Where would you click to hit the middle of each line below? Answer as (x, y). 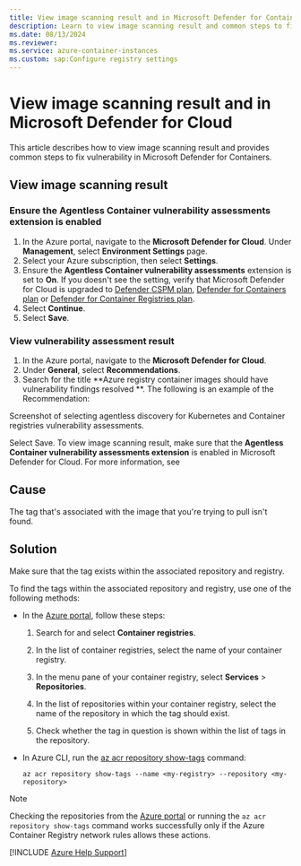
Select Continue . (54, 308)
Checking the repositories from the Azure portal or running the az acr (138, 816)
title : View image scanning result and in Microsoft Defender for (136, 17)
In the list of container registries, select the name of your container (159, 650)
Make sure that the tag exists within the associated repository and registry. (147, 571)
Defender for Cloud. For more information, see (95, 462)
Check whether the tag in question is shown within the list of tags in (161, 731)
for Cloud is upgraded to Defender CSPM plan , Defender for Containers (154, 289)
